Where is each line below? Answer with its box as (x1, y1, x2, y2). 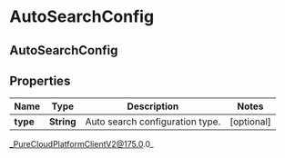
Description (127, 100, 179, 113)
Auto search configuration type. (85, 115, 221, 128)
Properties (9, 73, 71, 88)
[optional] (229, 115, 271, 128)
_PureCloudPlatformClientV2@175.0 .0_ (9, 139, 154, 150)
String (48, 115, 76, 128)
